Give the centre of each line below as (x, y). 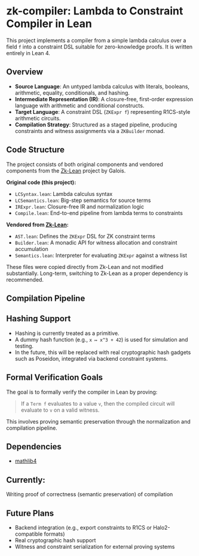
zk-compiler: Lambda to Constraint (95, 11)
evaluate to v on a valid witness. (60, 410)
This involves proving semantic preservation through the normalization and (98, 421)
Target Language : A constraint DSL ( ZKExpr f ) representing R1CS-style (102, 111)
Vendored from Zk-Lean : (37, 224)
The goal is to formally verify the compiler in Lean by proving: (82, 392)
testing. (24, 346)
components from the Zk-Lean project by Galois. (66, 170)
